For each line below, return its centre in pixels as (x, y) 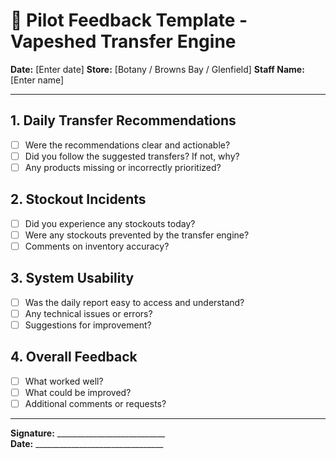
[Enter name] (37, 80)
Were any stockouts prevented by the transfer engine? (137, 235)
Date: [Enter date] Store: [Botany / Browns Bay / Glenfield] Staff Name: (157, 69)
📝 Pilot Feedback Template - (129, 20)
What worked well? (64, 381)
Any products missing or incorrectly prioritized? (123, 167)
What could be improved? (78, 392)
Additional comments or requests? (95, 403)
